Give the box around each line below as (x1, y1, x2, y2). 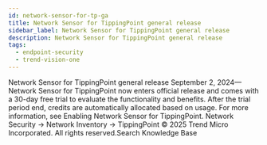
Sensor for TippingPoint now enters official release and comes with (38, 86, 259, 95)
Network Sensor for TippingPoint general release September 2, (8, 77, 216, 87)
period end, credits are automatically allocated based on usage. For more (8, 102, 249, 112)
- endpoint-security (15, 48, 84, 56)
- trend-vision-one (15, 56, 80, 64)
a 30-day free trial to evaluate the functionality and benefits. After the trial (8, 94, 251, 104)
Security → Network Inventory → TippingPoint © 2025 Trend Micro (8, 120, 229, 129)
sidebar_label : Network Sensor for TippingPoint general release (8, 26, 230, 34)
